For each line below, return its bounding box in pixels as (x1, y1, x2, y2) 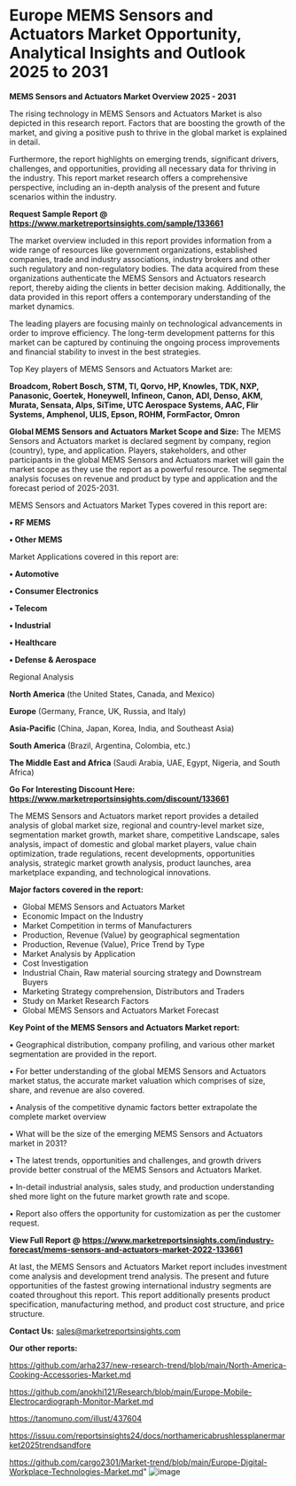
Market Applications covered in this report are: (9, 551, 179, 562)
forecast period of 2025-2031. (9, 482, 120, 493)
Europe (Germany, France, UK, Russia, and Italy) (9, 705, 186, 716)
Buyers (21, 976, 49, 987)
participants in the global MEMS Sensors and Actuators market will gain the (9, 454, 285, 465)
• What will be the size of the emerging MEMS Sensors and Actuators (9, 1128, 263, 1139)
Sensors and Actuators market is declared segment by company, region (9, 435, 272, 446)
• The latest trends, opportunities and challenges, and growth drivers (9, 1155, 261, 1165)
